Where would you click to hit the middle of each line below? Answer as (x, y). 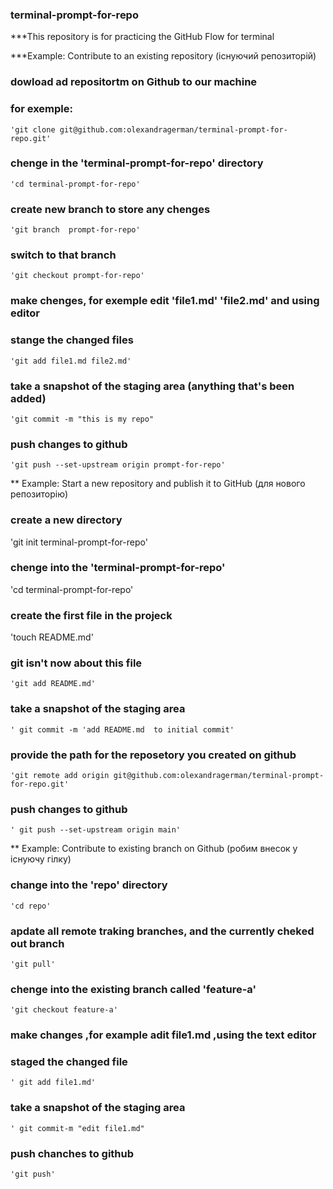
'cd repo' (31, 906)
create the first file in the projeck (91, 615)
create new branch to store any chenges (110, 209)
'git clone (33, 129)
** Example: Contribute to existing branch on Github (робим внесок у (154, 849)
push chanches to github (72, 1153)
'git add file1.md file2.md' (71, 361)
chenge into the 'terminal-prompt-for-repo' (118, 568)
